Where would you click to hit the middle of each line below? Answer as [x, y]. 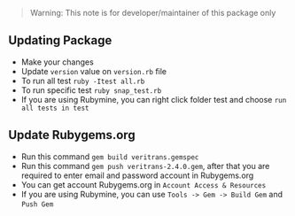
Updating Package [60, 40]
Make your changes [57, 62]
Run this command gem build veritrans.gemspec [110, 156]
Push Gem [37, 204]
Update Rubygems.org [72, 135]
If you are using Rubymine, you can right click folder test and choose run [154, 99]
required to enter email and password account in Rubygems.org [137, 175]
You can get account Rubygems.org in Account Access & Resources [144, 184]
